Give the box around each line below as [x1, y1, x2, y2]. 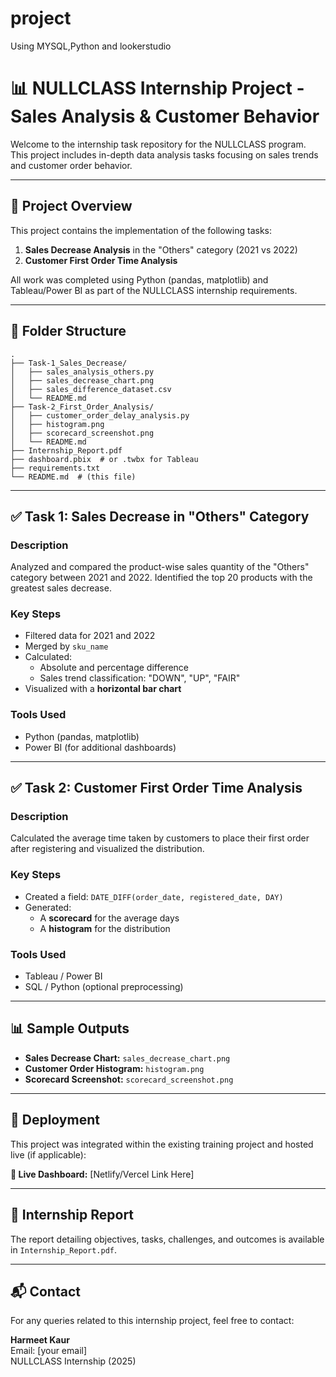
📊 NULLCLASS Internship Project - [10, 77, 305, 100]
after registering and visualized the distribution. [10, 843, 205, 855]
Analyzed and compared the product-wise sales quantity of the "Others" [10, 561, 310, 573]
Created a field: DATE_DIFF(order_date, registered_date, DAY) [24, 890, 284, 902]
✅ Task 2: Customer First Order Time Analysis [10, 780, 303, 797]
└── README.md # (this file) [10, 472, 137, 482]
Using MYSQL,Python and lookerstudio [10, 40, 172, 52]
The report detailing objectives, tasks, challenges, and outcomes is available [10, 1233, 325, 1245]
